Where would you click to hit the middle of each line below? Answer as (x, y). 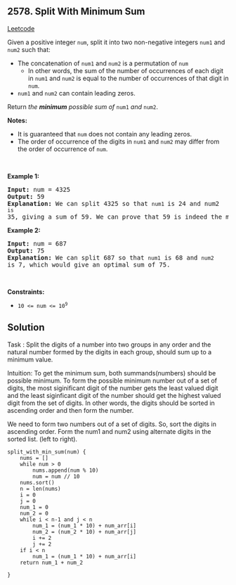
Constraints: (26, 292)
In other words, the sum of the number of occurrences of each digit (125, 70)
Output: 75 (26, 250)
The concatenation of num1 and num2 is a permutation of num (103, 63)
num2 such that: (29, 49)
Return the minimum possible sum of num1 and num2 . (83, 107)
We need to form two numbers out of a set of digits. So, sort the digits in (112, 424)
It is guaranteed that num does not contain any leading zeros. (105, 134)
